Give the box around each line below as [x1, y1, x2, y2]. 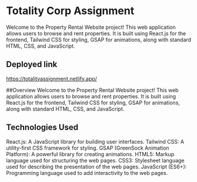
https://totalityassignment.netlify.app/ [6, 75, 97, 82]
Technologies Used [6, 123, 78, 133]
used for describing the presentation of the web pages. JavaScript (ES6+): [6, 163, 187, 170]
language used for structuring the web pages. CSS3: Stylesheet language [6, 157, 185, 164]
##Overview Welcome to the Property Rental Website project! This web [6, 87, 179, 94]
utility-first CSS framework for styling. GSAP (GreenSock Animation [6, 144, 169, 151]
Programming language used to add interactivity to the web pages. [6, 169, 168, 176]
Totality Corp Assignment [6, 4, 135, 18]
